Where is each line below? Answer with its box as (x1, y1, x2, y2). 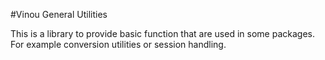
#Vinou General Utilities (10, 9, 108, 20)
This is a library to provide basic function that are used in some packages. (10, 28, 315, 39)
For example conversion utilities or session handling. (10, 39, 227, 50)
